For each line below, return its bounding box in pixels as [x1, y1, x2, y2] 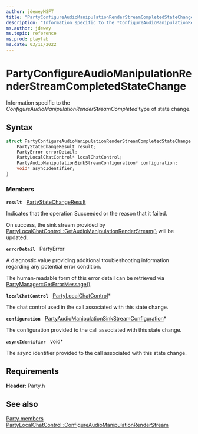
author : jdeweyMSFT [6, 8, 54, 15]
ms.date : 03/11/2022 [6, 42, 57, 48]
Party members [6, 415, 44, 422]
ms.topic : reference [6, 31, 57, 37]
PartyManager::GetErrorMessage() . [6, 281, 93, 288]
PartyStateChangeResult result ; [16, 143, 96, 149]
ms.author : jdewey [6, 25, 51, 31]
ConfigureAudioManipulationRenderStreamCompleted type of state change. [6, 105, 191, 112]
